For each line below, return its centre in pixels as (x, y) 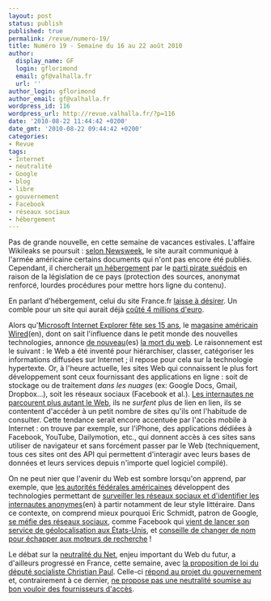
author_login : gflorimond (52, 91)
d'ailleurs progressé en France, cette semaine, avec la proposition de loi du (133, 563)
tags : (17, 151)
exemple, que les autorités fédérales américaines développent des (119, 488)
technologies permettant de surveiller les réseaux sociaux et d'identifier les (134, 496)
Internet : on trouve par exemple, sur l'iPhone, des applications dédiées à (130, 428)
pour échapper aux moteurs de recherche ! (80, 539)
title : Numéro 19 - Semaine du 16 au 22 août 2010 (95, 46)
